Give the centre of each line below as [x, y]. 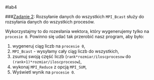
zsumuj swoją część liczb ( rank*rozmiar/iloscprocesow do [72, 56]
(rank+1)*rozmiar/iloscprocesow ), [47, 62]
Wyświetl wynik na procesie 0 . [44, 72]
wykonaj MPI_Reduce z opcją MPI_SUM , [49, 67]
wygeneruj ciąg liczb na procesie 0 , [49, 46]
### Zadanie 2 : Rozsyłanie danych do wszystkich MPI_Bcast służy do [75, 16]
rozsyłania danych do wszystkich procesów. [50, 22]
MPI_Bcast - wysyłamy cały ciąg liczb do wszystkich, [66, 51]
